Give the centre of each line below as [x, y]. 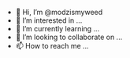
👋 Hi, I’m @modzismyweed [59, 12]
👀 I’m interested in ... [49, 20]
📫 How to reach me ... [52, 46]
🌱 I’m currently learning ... [58, 29]
